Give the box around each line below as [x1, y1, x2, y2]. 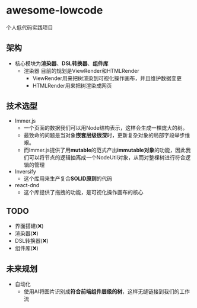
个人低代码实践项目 [6, 24, 53, 31]
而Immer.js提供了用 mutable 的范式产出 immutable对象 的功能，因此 [23, 146, 186, 153]
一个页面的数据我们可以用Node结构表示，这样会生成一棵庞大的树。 [23, 124, 188, 131]
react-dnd [14, 181, 40, 188]
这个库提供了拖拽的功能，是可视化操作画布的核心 [23, 188, 144, 195]
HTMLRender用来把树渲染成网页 [32, 82, 112, 89]
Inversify [14, 168, 37, 175]
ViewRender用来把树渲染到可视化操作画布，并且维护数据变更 [32, 75, 182, 82]
